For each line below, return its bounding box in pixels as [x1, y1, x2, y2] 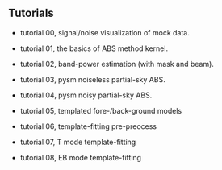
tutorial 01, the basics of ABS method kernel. [19, 44, 168, 53]
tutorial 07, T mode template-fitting [19, 137, 136, 147]
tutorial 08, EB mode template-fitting [19, 152, 142, 162]
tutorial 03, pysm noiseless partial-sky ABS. [19, 74, 165, 84]
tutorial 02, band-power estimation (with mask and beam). [19, 59, 214, 68]
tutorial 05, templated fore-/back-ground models [19, 106, 182, 115]
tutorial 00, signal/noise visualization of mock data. [19, 27, 190, 37]
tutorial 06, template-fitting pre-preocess [19, 121, 157, 131]
